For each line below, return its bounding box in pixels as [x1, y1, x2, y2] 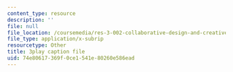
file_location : [7, 29, 51, 36]
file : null [7, 23, 39, 29]
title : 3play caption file [7, 49, 85, 56]
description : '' [7, 16, 54, 23]
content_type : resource [7, 10, 76, 17]
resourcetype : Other [7, 42, 67, 49]
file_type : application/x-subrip [7, 36, 104, 43]
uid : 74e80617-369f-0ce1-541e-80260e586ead [7, 55, 135, 62]
